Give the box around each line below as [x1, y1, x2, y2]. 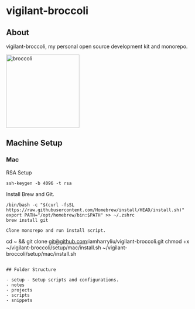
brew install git [6, 217, 49, 223]
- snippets [6, 297, 33, 303]
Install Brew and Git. [6, 190, 54, 197]
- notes [6, 282, 25, 288]
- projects [6, 287, 33, 293]
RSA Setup [6, 169, 32, 176]
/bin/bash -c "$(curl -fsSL [6, 202, 75, 208]
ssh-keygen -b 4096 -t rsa [6, 180, 72, 186]
